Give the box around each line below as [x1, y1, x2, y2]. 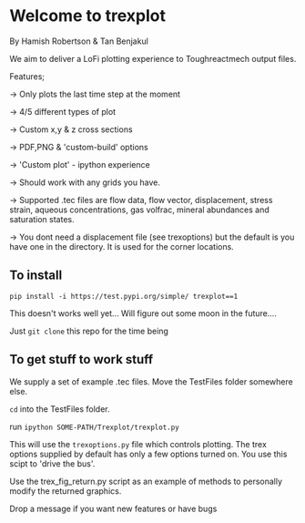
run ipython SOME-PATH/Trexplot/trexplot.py [9, 421, 179, 432]
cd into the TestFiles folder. [9, 403, 110, 415]
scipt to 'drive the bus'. [9, 457, 96, 469]
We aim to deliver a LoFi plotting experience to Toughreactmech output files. [9, 53, 297, 64]
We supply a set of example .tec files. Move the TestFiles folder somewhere [9, 375, 293, 387]
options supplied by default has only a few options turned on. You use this [9, 448, 288, 459]
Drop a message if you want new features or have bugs [9, 503, 218, 514]
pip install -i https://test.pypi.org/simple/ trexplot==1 [9, 292, 239, 301]
